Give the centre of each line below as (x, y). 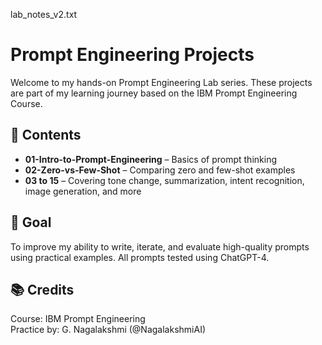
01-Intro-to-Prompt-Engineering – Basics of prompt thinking (150, 159)
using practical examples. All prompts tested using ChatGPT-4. (140, 257)
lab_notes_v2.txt (44, 14)
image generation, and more (83, 191)
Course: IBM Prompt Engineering (78, 319)
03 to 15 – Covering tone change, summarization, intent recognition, (164, 180)
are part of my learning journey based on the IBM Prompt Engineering (154, 93)
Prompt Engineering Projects (132, 55)
